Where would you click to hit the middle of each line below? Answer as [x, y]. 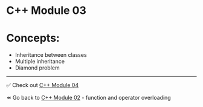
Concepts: [33, 38]
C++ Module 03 [46, 11]
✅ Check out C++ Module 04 [43, 85]
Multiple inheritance [40, 62]
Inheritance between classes [51, 55]
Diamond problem [37, 68]
